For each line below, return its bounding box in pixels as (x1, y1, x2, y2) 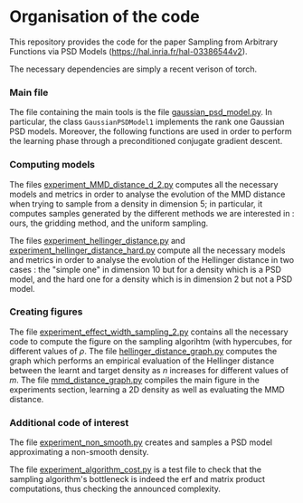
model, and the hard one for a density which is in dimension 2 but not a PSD (9, 274, 292, 285)
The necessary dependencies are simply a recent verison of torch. (9, 63, 258, 74)
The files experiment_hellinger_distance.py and (9, 235, 185, 246)
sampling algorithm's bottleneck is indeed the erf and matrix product (9, 474, 265, 485)
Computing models (9, 159, 95, 171)
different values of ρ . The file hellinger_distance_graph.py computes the (9, 345, 278, 356)
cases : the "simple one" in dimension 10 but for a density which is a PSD (9, 264, 282, 275)
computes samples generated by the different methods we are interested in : (9, 208, 295, 218)
